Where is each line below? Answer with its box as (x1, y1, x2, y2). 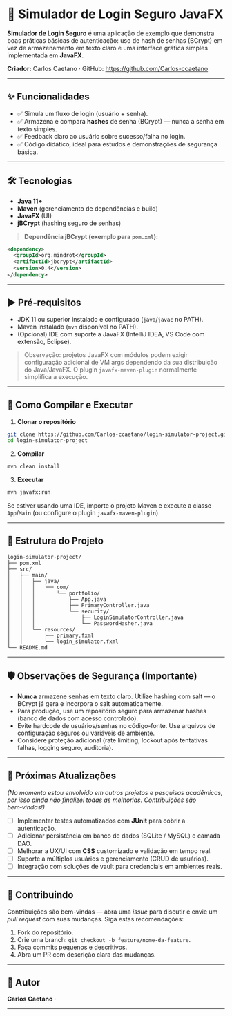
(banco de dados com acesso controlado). (17, 714, 139, 722)
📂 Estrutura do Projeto (7, 535, 104, 547)
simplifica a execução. (23, 372, 88, 381)
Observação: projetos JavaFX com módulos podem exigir (23, 350, 188, 358)
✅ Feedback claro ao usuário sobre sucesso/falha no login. (17, 132, 186, 140)
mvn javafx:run (7, 489, 51, 496)
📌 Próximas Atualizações (7, 770, 116, 782)
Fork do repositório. (17, 928, 74, 937)
